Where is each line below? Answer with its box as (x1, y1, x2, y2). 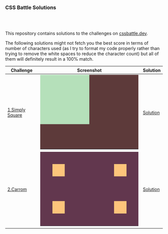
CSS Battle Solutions (5, 4, 56, 11)
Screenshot (77, 67, 102, 73)
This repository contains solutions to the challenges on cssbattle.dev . (5, 31, 148, 37)
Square (7, 112, 22, 118)
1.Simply (7, 107, 26, 113)
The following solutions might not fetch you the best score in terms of (5, 40, 148, 46)
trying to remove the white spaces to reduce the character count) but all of (5, 51, 159, 57)
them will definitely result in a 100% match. (5, 56, 93, 62)
